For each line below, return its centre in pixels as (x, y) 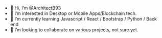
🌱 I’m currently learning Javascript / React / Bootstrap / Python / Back (83, 19)
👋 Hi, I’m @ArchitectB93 (36, 8)
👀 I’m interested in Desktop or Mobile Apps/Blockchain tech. (73, 13)
